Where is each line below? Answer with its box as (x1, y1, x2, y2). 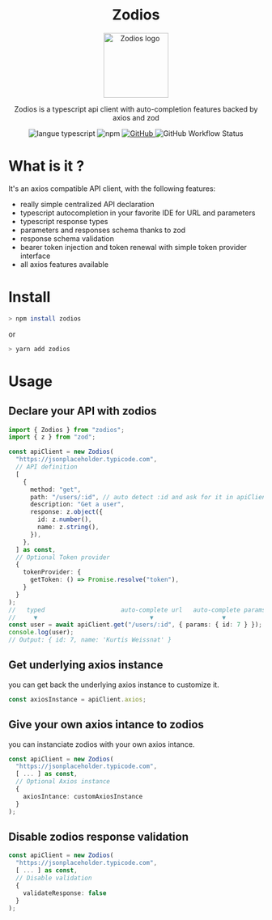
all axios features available (19, 259, 109, 269)
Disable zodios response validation (8, 829, 189, 843)
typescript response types (19, 216, 108, 226)
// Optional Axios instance (15, 778, 111, 786)
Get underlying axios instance (8, 658, 164, 672)
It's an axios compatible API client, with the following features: (8, 184, 216, 193)
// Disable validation (15, 874, 92, 882)
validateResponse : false (23, 888, 107, 897)
